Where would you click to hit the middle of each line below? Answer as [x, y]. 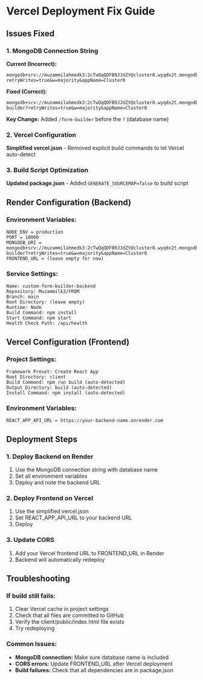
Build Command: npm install [42, 313]
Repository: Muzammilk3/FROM [43, 292]
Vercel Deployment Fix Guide [81, 11]
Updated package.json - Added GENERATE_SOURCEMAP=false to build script [97, 183]
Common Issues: [32, 644]
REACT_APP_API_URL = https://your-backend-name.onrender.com [85, 421]
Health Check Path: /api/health [47, 323]
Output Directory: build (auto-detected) [59, 388]
